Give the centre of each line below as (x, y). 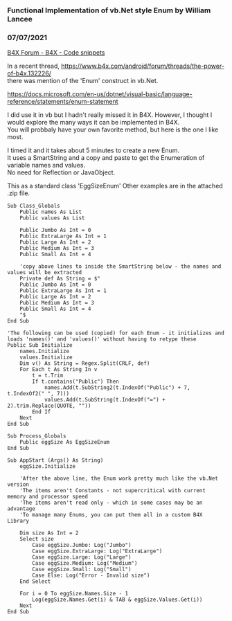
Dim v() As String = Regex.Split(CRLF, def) (85, 363)
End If (42, 412)
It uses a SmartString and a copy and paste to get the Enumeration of (106, 158)
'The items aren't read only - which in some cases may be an (111, 503)
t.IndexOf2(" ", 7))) (38, 394)
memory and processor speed (48, 497)
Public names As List (51, 212)
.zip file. (18, 193)
